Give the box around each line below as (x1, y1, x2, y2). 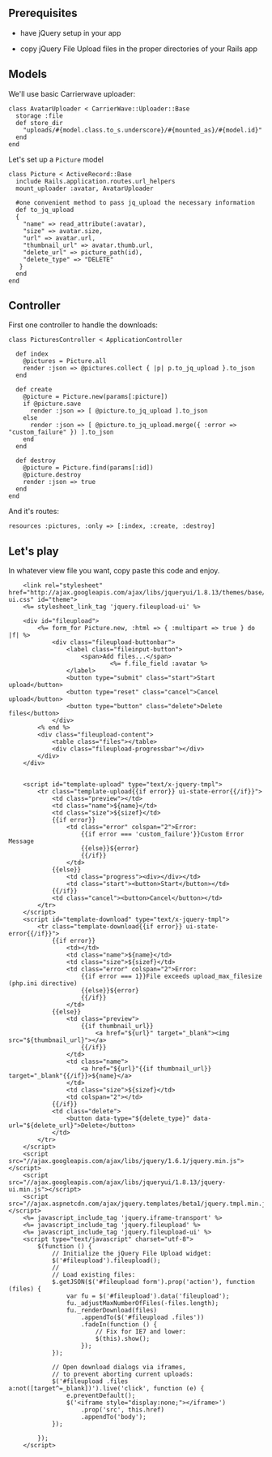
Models (8, 67, 47, 81)
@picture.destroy (23, 471, 82, 479)
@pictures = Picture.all (23, 357, 107, 365)
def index (15, 350, 49, 358)
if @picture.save (23, 400, 82, 409)
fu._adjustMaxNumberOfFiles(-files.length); (66, 1299, 219, 1308)
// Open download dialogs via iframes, (51, 1364, 186, 1372)
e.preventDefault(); (66, 1392, 136, 1400)
